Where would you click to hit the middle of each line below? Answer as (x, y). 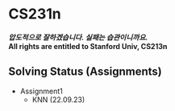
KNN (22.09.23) (58, 99)
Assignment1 (41, 91)
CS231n (35, 14)
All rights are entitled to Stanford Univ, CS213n (88, 46)
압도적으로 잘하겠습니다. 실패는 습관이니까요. (78, 37)
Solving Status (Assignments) (85, 72)
